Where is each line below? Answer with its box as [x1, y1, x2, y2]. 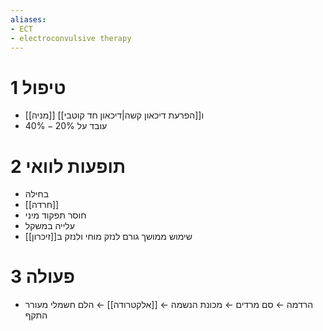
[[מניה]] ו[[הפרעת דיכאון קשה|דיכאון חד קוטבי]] [24, 109, 205, 121]
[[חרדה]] [24, 199, 60, 211]
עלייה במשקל [24, 220, 75, 232]
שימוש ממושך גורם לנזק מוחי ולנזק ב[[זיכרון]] [24, 231, 193, 243]
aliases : [10, 14, 47, 25]
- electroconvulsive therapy [10, 33, 132, 43]
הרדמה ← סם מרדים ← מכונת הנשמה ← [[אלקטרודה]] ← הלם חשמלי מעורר [24, 299, 314, 311]
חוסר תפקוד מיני [24, 209, 87, 221]
